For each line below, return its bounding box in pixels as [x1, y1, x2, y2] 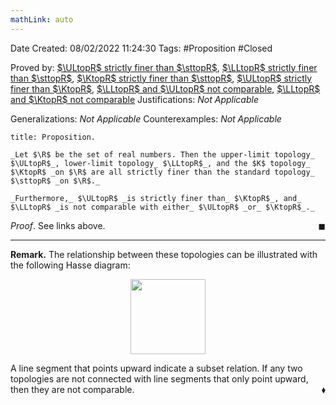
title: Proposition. [10, 132, 97, 142]
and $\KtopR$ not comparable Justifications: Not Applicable [10, 93, 259, 105]
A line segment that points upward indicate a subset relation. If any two [10, 362, 303, 374]
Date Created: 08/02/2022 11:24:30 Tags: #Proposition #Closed [10, 42, 273, 54]
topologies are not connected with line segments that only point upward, [10, 372, 309, 385]
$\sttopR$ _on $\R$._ [10, 176, 101, 186]
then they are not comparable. [10, 383, 135, 395]
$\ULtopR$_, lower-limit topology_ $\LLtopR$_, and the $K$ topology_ [10, 158, 311, 168]
